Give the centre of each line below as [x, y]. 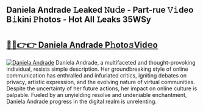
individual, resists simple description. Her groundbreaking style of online [97, 69]
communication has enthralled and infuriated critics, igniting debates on [97, 75]
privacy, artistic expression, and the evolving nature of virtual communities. [101, 82]
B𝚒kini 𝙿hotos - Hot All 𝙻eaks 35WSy [79, 20]
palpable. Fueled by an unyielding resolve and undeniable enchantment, [97, 95]
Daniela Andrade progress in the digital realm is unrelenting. [82, 101]
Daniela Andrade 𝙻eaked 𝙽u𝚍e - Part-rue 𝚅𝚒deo [100, 10]
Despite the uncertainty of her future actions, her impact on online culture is [102, 88]
